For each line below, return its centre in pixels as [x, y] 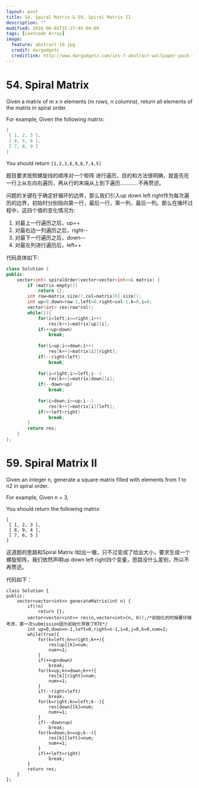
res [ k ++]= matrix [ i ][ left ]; [82, 406]
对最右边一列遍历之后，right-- [51, 230]
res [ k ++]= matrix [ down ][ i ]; [82, 379]
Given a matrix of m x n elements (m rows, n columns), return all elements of [99, 101]
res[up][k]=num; [68, 645]
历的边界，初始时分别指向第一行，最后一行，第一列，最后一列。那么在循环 [97, 202]
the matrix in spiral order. [37, 108]
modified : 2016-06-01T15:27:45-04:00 [53, 28]
